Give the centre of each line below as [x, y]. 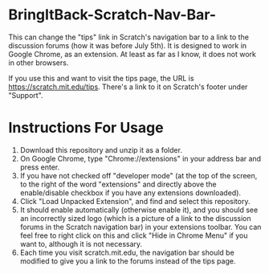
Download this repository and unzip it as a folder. [101, 149]
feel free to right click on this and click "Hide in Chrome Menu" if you [134, 235]
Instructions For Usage [86, 128]
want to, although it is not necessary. [81, 243]
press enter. [40, 167]
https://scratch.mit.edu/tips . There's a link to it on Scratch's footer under [128, 87]
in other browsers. [39, 63]
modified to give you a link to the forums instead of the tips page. [128, 261]
